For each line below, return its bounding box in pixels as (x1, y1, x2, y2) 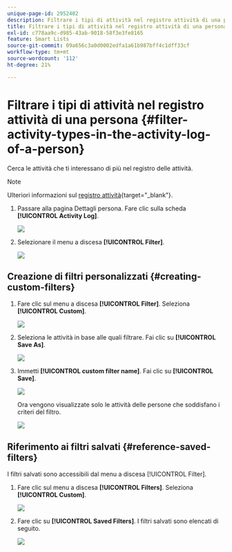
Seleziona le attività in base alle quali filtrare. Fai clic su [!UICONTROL (17, 333, 216, 342)
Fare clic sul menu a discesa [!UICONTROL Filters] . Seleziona (17, 484, 193, 492)
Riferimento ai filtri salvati (7, 441, 121, 453)
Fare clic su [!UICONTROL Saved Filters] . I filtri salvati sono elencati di (17, 517, 219, 525)
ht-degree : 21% (7, 61, 51, 68)
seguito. (17, 524, 41, 533)
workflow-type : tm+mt (7, 49, 70, 56)
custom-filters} (7, 281, 75, 293)
